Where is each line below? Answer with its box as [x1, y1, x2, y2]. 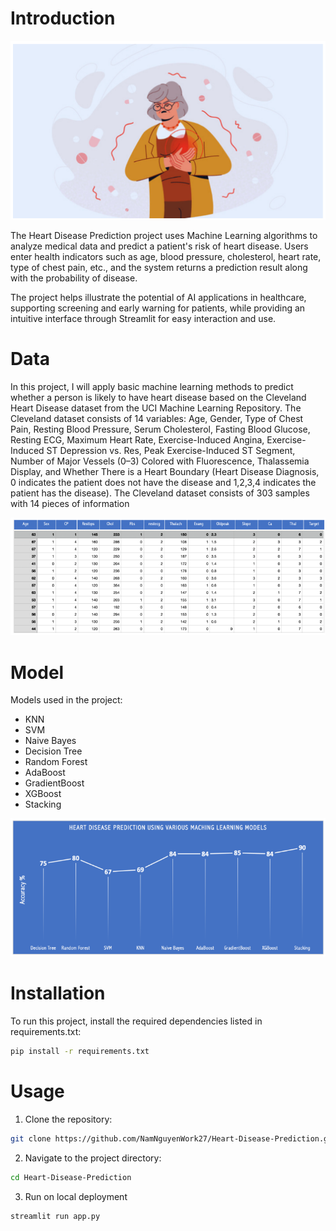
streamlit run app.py [10, 1211, 101, 1221]
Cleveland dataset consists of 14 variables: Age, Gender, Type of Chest [10, 412, 304, 424]
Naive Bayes [24, 735, 77, 747]
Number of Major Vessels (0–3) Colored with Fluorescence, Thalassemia [10, 455, 310, 467]
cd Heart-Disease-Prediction [10, 1172, 132, 1182]
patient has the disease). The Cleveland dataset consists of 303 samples [10, 487, 310, 499]
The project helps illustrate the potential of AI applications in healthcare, [10, 291, 307, 303]
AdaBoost [24, 767, 66, 779]
